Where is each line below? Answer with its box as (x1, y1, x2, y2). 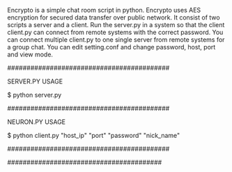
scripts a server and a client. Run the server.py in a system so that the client (7, 21, 225, 29)
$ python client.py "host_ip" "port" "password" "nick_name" (7, 132, 180, 139)
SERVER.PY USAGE (7, 77, 63, 86)
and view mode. (7, 50, 54, 58)
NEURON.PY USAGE (7, 118, 66, 126)
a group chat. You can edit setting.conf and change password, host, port (7, 43, 216, 51)
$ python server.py (7, 91, 62, 99)
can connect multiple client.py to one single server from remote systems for (7, 36, 225, 44)
